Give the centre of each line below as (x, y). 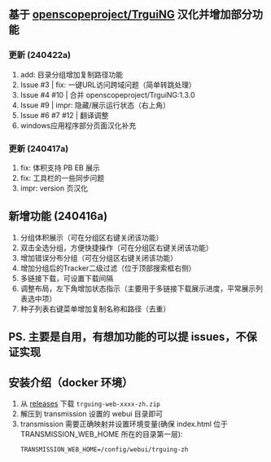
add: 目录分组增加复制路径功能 (72, 74)
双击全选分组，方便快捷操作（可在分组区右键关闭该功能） (116, 248)
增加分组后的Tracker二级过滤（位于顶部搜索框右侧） (108, 268)
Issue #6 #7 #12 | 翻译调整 (64, 115)
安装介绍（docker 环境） (71, 383)
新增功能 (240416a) (58, 216)
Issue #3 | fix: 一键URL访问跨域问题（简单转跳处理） (108, 85)
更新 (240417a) (39, 148)
